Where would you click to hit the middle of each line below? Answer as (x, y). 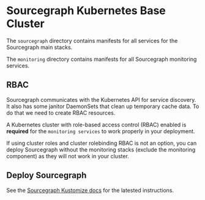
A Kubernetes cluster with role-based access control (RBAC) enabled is (96, 125)
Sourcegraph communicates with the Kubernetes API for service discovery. (101, 99)
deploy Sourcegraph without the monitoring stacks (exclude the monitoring (101, 149)
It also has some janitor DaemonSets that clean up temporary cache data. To (103, 106)
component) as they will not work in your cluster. (68, 156)
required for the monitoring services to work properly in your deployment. (101, 131)
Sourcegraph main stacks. (39, 47)
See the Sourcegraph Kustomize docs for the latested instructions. (90, 190)
